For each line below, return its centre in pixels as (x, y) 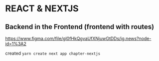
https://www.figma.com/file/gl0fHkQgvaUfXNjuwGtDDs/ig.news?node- (78, 38)
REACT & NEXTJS (42, 9)
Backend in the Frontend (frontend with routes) (80, 27)
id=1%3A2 (16, 44)
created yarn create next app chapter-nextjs (53, 53)
